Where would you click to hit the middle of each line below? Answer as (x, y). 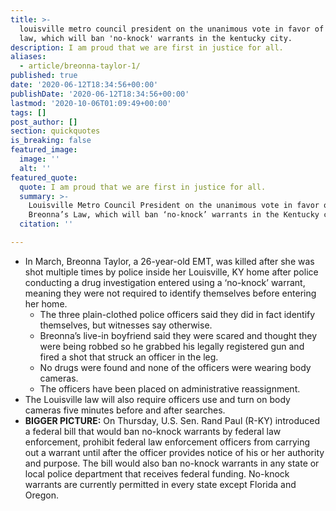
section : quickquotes (55, 131)
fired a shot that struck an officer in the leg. (129, 357)
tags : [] (28, 112)
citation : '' (46, 224)
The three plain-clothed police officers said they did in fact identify (177, 314)
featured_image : (44, 150)
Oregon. (41, 495)
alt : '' (35, 168)
